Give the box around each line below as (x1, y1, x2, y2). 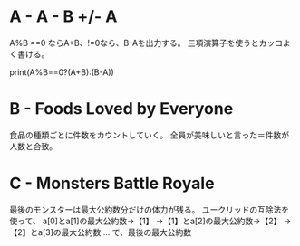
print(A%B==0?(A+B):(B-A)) (9, 66, 115, 78)
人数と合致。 (9, 140, 57, 151)
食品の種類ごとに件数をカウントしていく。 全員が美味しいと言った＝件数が (9, 129, 290, 140)
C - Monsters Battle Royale (9, 174, 215, 194)
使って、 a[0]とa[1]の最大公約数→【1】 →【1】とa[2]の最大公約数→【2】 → (9, 215, 292, 226)
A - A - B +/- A (9, 6, 118, 27)
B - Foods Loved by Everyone (9, 99, 234, 119)
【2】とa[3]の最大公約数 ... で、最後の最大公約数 (9, 226, 192, 237)
